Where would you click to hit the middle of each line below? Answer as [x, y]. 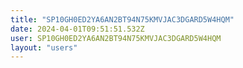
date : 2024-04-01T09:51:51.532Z [77, 29]
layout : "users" [44, 47]
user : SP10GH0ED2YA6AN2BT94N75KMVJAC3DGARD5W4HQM [116, 38]
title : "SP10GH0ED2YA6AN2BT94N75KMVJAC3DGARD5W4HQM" [122, 19]
